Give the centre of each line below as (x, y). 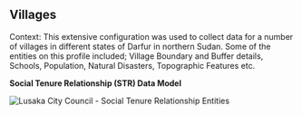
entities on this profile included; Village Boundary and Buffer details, (136, 56)
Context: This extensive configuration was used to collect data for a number (151, 36)
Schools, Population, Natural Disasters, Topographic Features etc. (132, 65)
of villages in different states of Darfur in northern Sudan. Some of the (140, 46)
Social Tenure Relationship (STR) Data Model (95, 83)
